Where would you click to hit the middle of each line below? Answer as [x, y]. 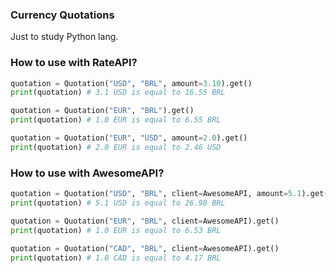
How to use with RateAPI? [74, 63]
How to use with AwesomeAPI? [87, 173]
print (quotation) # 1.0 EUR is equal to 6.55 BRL [116, 120]
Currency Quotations [62, 15]
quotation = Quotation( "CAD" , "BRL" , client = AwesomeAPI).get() [145, 248]
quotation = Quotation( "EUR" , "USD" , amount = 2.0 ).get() [129, 138]
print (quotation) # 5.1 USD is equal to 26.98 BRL [118, 203]
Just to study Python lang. [64, 37]
